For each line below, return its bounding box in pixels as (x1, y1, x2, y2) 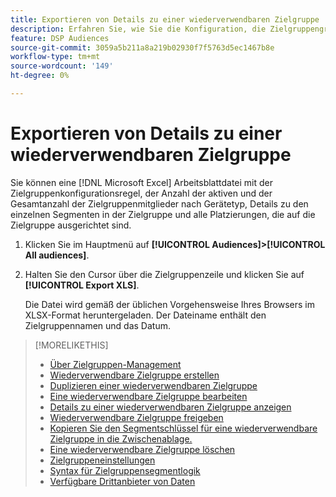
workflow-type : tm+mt (10, 52, 101, 62)
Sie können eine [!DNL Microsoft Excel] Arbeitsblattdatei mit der (10, 176, 274, 188)
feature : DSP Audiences (10, 33, 110, 43)
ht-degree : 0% (10, 71, 70, 81)
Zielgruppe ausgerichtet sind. (10, 219, 132, 231)
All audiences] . (24, 249, 90, 261)
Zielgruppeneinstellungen (49, 454, 156, 466)
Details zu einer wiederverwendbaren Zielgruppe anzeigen (49, 401, 292, 413)
